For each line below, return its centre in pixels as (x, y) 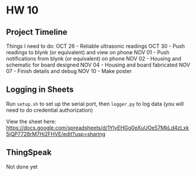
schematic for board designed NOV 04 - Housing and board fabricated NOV (98, 65)
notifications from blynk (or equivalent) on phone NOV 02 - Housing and (94, 59)
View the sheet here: (31, 121)
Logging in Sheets (40, 90)
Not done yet (22, 167)
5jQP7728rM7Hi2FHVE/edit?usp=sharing (56, 134)
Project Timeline (37, 32)
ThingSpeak (29, 153)
